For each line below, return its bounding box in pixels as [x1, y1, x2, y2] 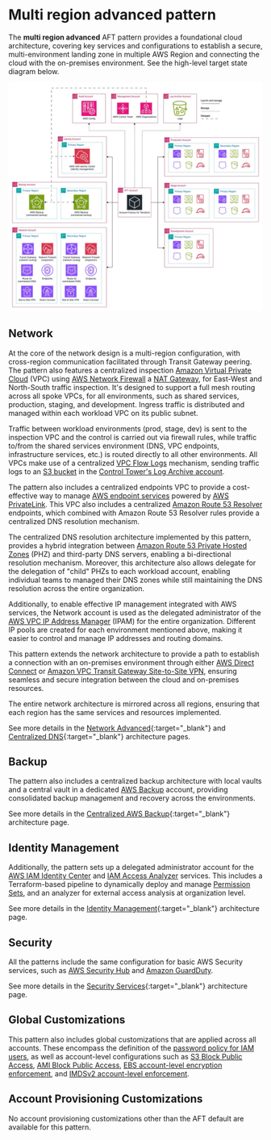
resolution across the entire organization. [8, 583, 145, 593]
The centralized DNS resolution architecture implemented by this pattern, [8, 532, 252, 542]
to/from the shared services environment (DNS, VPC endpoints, [8, 441, 220, 451]
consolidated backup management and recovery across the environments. [8, 793, 256, 803]
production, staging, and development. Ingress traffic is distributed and [8, 399, 245, 409]
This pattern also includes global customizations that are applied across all [8, 1034, 256, 1044]
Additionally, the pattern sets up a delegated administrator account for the [8, 863, 254, 872]
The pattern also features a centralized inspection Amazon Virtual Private [8, 365, 252, 375]
